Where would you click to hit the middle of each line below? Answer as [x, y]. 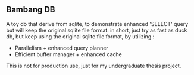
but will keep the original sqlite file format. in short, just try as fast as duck [97, 30]
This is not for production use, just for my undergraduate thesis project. [94, 66]
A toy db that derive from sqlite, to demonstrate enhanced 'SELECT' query [97, 24]
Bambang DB [31, 10]
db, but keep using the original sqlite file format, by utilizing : [80, 36]
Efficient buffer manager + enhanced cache [68, 54]
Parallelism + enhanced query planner [61, 48]
